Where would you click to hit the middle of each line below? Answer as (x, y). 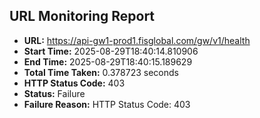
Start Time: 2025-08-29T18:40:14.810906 (111, 51)
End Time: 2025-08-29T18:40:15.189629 (108, 61)
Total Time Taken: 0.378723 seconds (101, 72)
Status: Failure (54, 93)
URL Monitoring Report (82, 16)
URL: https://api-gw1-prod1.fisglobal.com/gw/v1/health (137, 40)
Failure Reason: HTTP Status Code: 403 (107, 104)
